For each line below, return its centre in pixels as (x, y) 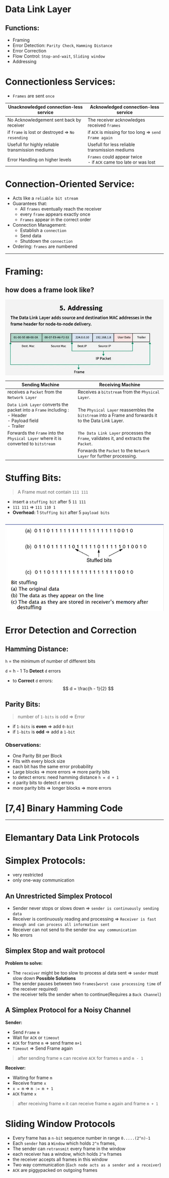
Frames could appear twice (115, 157)
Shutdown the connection (46, 241)
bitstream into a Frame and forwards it (117, 415)
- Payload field (23, 421)
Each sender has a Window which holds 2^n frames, (64, 1143)
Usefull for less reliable (111, 144)
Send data (31, 235)
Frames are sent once (33, 96)
